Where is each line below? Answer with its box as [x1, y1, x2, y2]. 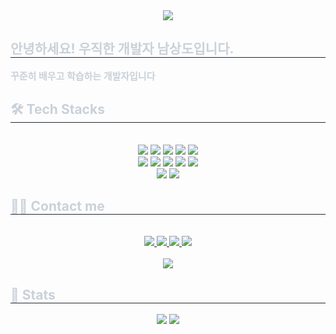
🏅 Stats [10, 286, 56, 303]
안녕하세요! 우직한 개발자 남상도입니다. [10, 40, 235, 58]
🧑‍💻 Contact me [10, 198, 105, 215]
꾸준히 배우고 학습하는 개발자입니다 [10, 69, 156, 83]
